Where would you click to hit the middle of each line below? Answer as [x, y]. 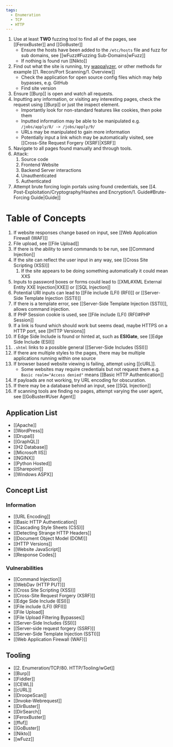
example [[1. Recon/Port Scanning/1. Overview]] [64, 72]
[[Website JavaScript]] [37, 549]
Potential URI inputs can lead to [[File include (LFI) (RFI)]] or [77, 293]
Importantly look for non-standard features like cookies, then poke [91, 110]
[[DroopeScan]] [30, 695]
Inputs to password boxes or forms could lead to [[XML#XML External [87, 282]
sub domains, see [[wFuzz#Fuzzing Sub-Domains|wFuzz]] [83, 56]
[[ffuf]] [20, 722]
